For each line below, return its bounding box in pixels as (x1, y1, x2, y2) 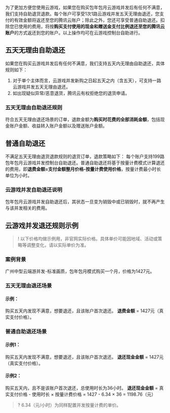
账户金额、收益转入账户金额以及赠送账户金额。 (9, 123, 107, 129)
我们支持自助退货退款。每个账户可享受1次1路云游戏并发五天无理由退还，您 (5, 11, 160, 17)
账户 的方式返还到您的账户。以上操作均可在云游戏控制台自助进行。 (5, 30, 143, 35)
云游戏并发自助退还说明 (5, 186, 62, 193)
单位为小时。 (5, 172, 32, 178)
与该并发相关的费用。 (5, 205, 50, 211)
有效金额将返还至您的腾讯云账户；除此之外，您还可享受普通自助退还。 (14, 17, 160, 23)
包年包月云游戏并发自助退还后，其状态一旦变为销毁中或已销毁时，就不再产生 (5, 199, 165, 205)
